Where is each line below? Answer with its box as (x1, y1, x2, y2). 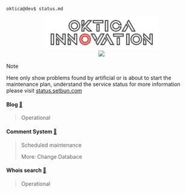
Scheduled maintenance (21, 141, 82, 149)
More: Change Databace (21, 153, 83, 160)
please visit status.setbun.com (6, 87, 83, 94)
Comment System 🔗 (6, 127, 57, 135)
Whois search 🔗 (6, 167, 47, 174)
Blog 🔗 (6, 100, 23, 108)
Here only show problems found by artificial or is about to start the (6, 75, 172, 82)
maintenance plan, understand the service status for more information (6, 81, 181, 88)
